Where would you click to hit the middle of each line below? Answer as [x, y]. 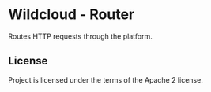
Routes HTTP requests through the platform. [80, 36]
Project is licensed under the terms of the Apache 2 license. [105, 79]
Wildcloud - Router [72, 15]
